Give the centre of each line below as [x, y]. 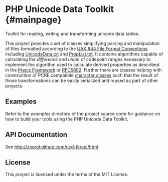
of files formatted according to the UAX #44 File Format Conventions [76, 48]
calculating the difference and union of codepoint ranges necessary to [78, 59]
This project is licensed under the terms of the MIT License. [67, 174]
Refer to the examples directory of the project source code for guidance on [83, 113]
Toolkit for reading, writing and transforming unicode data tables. [72, 33]
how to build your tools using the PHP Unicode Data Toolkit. [67, 119]
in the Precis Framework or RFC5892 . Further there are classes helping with [83, 70]
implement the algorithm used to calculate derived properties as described [82, 64]
